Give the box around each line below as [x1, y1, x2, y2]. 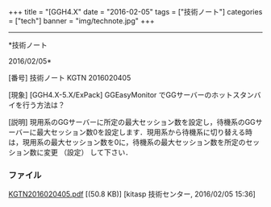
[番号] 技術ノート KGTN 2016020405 [8, 73, 131, 82]
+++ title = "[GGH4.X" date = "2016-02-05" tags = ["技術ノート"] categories [8, 7, 263, 16]
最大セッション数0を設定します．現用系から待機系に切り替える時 [35, 127, 252, 137]
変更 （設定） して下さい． [43, 147, 133, 157]
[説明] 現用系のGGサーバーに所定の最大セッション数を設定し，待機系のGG [8, 118, 256, 126]
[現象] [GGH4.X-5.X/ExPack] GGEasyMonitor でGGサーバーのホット [8, 90, 233, 99]
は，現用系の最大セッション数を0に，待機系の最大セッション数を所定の [8, 138, 246, 147]
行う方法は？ [22, 100, 65, 110]
